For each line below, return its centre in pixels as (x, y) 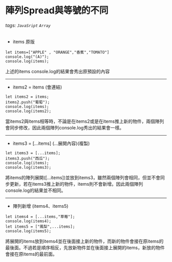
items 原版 (24, 42)
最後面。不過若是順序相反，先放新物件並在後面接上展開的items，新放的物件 (85, 248)
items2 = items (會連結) (37, 87)
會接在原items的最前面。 (31, 254)
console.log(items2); (28, 111)
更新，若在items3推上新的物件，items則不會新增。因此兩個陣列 (76, 184)
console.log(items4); (28, 221)
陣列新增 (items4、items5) (40, 206)
